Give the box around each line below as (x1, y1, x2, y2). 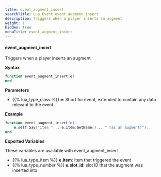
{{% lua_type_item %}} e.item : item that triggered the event (12, 157, 131, 162)
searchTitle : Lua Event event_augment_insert (5, 12, 98, 16)
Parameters (5, 87, 29, 93)
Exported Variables (5, 138, 45, 144)
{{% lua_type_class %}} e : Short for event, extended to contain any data (12, 96, 156, 102)
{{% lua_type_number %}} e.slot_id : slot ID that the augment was (12, 162, 143, 168)
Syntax (5, 65, 20, 71)
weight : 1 (5, 20, 25, 26)
